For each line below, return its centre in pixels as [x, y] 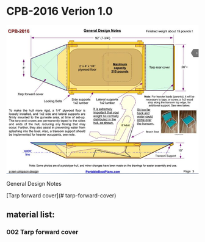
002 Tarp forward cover [42, 232]
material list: [31, 215]
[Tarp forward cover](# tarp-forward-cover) [61, 195]
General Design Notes [34, 183]
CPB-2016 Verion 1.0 [59, 11]
